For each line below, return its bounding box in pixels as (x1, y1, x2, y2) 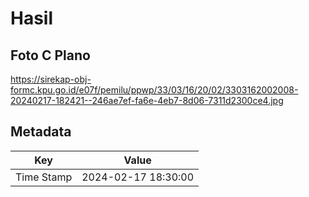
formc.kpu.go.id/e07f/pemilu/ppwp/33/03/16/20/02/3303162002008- (10, 84, 299, 96)
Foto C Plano (10, 47, 91, 64)
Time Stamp (15, 170, 73, 184)
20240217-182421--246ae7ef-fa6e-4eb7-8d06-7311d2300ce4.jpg (10, 95, 284, 106)
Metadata (10, 123, 72, 141)
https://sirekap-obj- (10, 73, 92, 85)
